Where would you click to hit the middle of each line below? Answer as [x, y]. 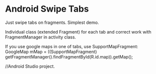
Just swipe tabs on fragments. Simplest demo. [52, 22]
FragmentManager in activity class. [40, 37]
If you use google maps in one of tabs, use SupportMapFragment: [72, 46]
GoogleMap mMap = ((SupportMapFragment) [51, 52]
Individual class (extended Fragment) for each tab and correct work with [78, 32]
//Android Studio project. [30, 66]
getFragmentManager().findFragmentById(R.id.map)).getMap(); [69, 56]
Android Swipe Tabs [47, 9]
